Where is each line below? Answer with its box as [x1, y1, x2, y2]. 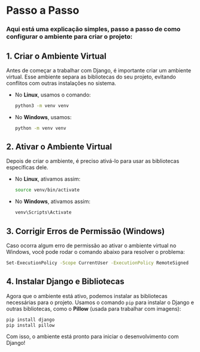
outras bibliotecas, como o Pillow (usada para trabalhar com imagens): [6, 305, 181, 312]
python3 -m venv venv [14, 102, 69, 108]
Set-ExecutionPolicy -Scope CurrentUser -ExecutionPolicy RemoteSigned [6, 260, 189, 266]
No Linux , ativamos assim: [14, 175, 81, 183]
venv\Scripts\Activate [14, 210, 72, 216]
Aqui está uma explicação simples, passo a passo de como [6, 25, 181, 34]
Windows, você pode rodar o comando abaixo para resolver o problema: [6, 248, 185, 256]
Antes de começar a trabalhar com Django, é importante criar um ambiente [6, 66, 192, 74]
